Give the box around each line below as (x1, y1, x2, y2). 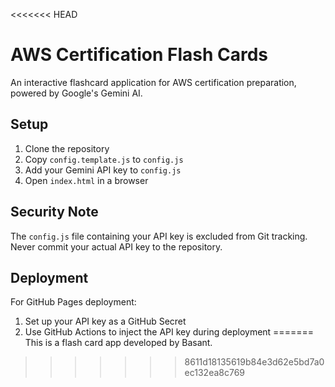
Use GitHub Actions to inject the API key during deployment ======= (24, 326, 314, 338)
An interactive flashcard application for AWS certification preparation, (10, 76, 297, 88)
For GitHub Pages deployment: (10, 296, 137, 308)
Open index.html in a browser (24, 174, 149, 186)
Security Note (10, 204, 99, 221)
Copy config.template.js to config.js (24, 153, 184, 165)
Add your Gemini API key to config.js (24, 164, 182, 176)
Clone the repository (24, 142, 110, 154)
